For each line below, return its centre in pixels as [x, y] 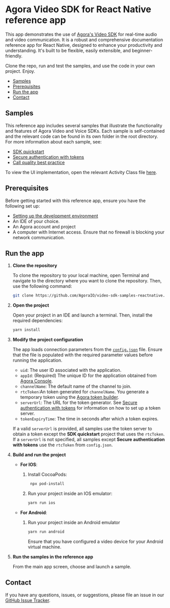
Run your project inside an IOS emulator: [70, 494]
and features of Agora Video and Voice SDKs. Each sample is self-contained [85, 131]
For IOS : [29, 465]
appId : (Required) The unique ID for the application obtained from [88, 375]
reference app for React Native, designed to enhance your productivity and [84, 45]
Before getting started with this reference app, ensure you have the [76, 200]
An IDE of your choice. [36, 221]
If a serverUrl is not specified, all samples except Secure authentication [89, 440]
